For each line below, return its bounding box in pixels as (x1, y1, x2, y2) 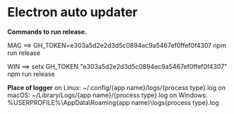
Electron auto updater (7, 4, 138, 20)
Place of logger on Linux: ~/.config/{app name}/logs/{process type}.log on (7, 83, 226, 91)
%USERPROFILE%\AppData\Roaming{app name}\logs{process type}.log (7, 98, 219, 106)
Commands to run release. (7, 27, 87, 36)
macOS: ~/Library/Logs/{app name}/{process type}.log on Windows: (7, 91, 208, 99)
